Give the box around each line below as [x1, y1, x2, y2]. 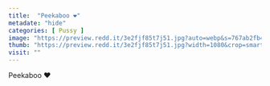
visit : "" [8, 49, 42, 57]
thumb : [8, 41, 31, 49]
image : [8, 33, 31, 42]
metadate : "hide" [8, 19, 67, 27]
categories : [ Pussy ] [8, 26, 84, 34]
